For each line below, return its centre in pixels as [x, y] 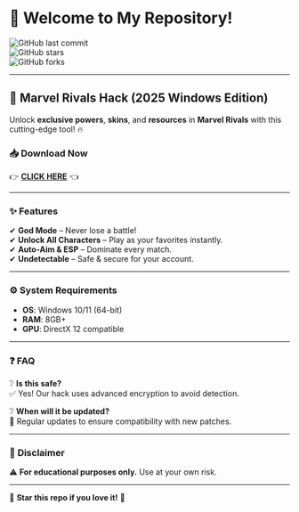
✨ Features [34, 211]
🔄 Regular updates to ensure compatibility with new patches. [121, 421]
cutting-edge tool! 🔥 [46, 129]
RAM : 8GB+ [44, 319]
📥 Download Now [48, 153]
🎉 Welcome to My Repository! [121, 18]
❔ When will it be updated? [59, 411]
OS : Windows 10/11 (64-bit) [72, 310]
